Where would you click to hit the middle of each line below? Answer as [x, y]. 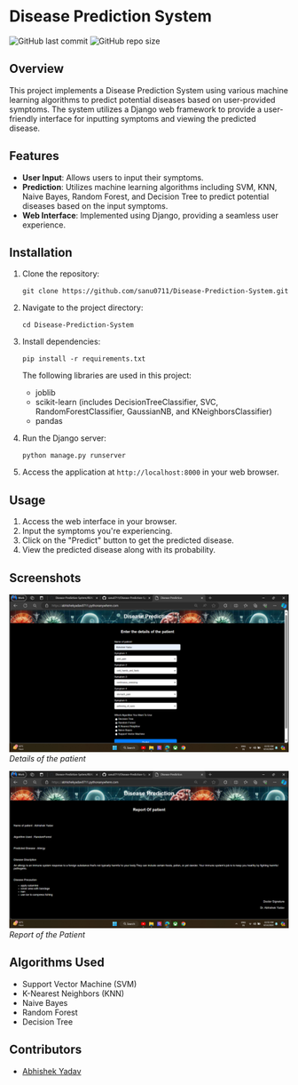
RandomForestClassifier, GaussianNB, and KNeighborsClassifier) [153, 411]
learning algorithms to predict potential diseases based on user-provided [142, 100]
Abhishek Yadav [51, 1071]
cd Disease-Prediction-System [78, 325]
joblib [45, 393]
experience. [44, 225]
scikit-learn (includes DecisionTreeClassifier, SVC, [127, 403]
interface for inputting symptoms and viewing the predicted [148, 118]
